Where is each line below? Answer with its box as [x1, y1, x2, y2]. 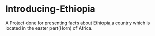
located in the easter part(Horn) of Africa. [5, 25, 93, 31]
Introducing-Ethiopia [5, 3, 95, 15]
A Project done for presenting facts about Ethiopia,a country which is [5, 20, 150, 26]
